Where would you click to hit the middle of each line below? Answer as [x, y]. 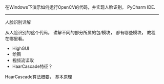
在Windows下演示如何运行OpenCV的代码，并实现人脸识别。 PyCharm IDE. [80, 7]
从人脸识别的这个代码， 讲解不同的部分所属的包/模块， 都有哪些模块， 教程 [80, 32]
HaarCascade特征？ [32, 66]
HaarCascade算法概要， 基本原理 [39, 77]
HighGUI [21, 48]
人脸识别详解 [18, 22]
